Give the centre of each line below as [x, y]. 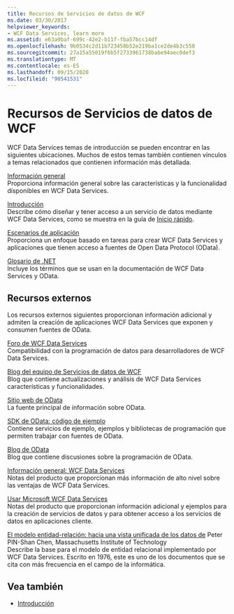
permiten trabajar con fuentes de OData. [65, 436]
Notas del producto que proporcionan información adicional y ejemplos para [117, 506]
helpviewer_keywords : [39, 27]
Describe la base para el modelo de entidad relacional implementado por [112, 550]
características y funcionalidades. [56, 387]
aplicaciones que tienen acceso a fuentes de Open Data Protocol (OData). [114, 248]
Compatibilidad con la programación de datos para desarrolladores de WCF [116, 351]
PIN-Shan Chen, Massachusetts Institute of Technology [87, 542]
